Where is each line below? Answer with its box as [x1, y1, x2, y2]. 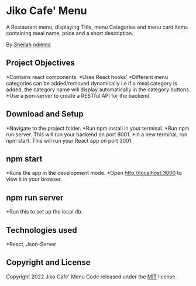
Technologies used [6, 225, 77, 235]
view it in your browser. [6, 175, 63, 182]
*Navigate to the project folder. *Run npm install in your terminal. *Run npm [6, 125, 190, 132]
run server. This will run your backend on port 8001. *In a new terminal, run [6, 130, 188, 138]
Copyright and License [6, 257, 91, 267]
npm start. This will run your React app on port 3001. [6, 137, 133, 144]
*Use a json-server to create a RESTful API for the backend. [6, 92, 151, 99]
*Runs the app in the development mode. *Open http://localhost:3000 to [6, 170, 183, 177]
